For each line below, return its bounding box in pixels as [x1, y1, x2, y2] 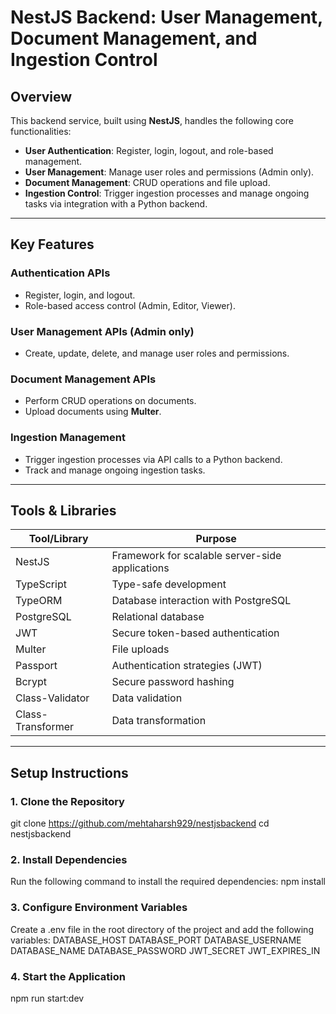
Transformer [15, 720, 75, 734]
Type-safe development [111, 577, 227, 591]
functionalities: [10, 126, 72, 137]
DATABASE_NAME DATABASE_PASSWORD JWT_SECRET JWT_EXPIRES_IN [10, 944, 321, 956]
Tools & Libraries [10, 502, 117, 519]
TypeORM [15, 594, 63, 608]
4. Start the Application [10, 969, 126, 983]
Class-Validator [15, 691, 90, 705]
